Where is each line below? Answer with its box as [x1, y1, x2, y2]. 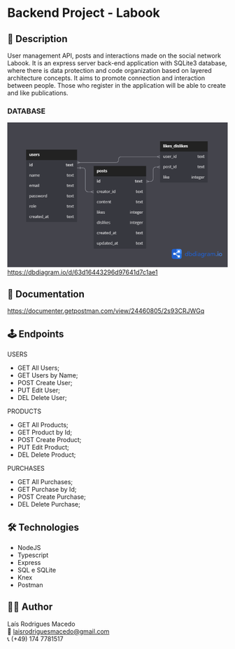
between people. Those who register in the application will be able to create [7, 81, 226, 89]
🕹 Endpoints [7, 328, 64, 340]
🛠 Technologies [7, 521, 79, 533]
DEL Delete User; [17, 394, 67, 402]
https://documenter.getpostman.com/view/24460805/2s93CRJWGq [7, 307, 205, 315]
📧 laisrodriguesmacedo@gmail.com [7, 627, 110, 636]
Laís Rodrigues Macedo [7, 620, 76, 628]
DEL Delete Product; [17, 450, 76, 459]
